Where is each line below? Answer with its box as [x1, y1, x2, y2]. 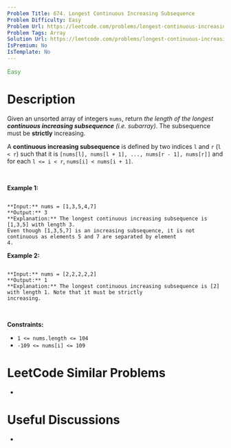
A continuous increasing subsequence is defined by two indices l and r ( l [7, 142, 221, 150]
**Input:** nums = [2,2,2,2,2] [7, 270, 97, 278]
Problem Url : [7, 23, 45, 30]
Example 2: [7, 251, 40, 259]
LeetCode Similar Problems [7, 365, 166, 380]
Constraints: [7, 320, 44, 328]
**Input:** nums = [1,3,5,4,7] [7, 203, 97, 210]
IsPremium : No [7, 42, 48, 49]
